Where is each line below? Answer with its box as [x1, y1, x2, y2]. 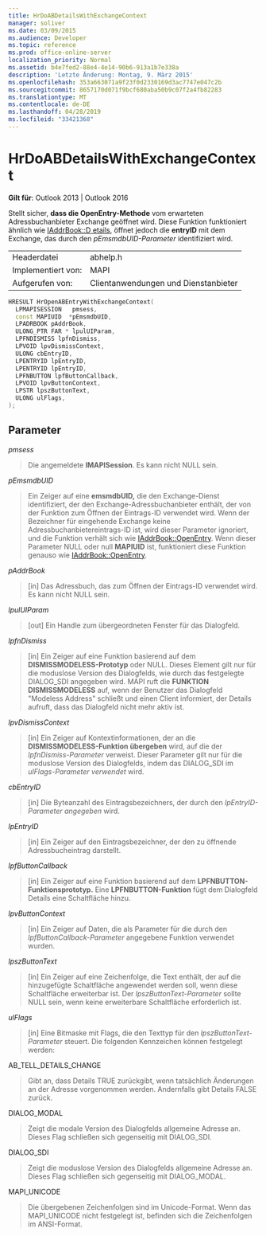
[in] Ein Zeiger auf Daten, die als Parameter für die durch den [27, 924, 228, 933]
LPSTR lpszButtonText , [15, 387, 91, 395]
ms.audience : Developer [8, 33, 87, 42]
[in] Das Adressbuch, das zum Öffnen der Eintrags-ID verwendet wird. [27, 581, 258, 590]
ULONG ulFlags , [15, 394, 66, 402]
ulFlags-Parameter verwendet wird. [27, 766, 145, 776]
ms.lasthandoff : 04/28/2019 [8, 108, 102, 116]
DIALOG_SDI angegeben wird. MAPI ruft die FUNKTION [27, 676, 209, 686]
